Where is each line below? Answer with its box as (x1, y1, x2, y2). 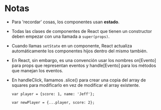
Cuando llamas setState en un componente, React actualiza (11, 43, 132, 48)
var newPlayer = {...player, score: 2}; (11, 100, 95, 105)
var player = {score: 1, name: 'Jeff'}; (11, 92, 95, 96)
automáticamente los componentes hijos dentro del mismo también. (11, 48, 148, 54)
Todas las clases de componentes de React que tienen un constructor (11, 28, 152, 34)
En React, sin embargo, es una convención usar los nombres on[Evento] (11, 57, 157, 63)
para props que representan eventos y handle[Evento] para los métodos (11, 63, 156, 68)
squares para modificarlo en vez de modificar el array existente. (11, 82, 140, 88)
